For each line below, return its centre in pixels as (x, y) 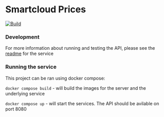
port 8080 (16, 109)
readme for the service (29, 54)
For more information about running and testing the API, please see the (80, 48)
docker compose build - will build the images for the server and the (76, 88)
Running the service (31, 67)
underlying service (25, 93)
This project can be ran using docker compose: (55, 78)
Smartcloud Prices (46, 9)
